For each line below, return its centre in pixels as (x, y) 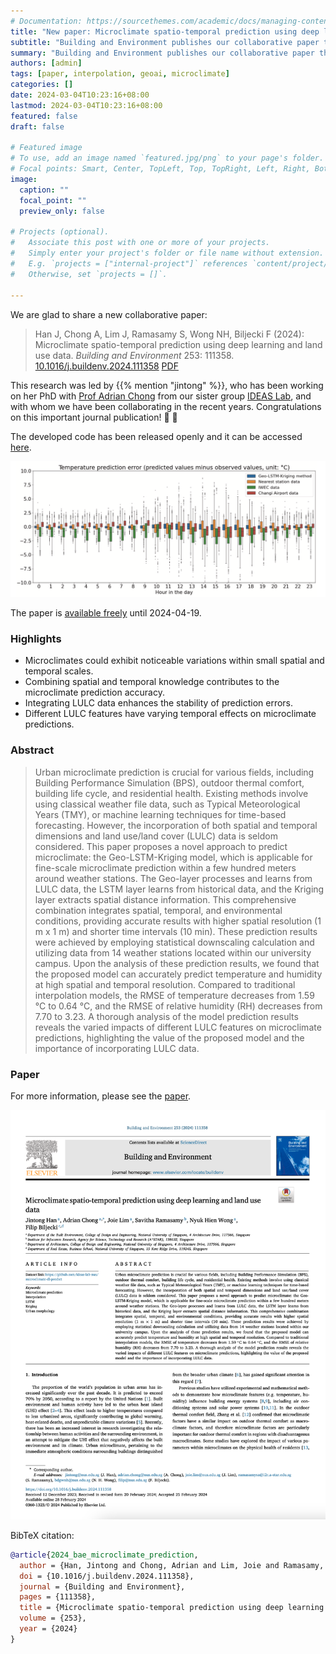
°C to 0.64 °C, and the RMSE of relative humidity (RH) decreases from (178, 1006)
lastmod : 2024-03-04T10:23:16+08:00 (86, 105)
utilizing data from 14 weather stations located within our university (173, 952)
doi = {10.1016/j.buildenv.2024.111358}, (107, 1576)
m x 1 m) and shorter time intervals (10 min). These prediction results (176, 931)
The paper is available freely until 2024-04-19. (106, 613)
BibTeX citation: (42, 1535)
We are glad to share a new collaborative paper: (109, 314)
